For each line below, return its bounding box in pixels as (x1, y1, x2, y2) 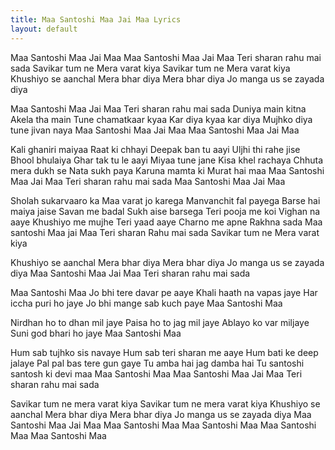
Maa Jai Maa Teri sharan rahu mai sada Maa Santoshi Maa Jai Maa (10, 175, 286, 187)
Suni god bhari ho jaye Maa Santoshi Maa (10, 327, 182, 339)
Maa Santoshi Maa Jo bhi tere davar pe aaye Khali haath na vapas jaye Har (10, 286, 318, 298)
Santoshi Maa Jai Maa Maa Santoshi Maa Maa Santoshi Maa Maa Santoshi (10, 419, 317, 431)
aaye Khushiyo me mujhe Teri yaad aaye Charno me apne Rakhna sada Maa (10, 216, 323, 228)
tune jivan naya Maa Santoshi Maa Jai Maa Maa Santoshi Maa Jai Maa (10, 124, 300, 136)
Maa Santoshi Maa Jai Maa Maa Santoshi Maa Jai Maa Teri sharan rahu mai (10, 51, 322, 63)
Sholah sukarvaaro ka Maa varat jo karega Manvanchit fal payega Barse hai (10, 194, 321, 206)
